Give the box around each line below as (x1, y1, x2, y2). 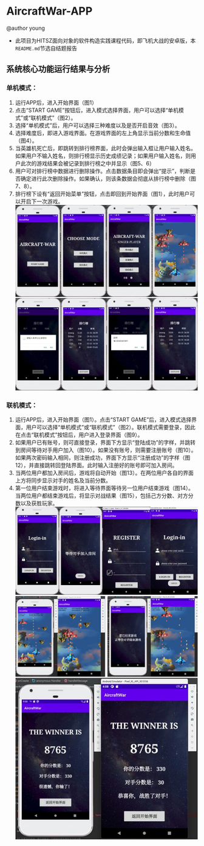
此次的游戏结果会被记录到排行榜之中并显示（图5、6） (20, 159, 155, 167)
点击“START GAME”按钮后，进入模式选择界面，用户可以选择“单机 (15, 106, 179, 114)
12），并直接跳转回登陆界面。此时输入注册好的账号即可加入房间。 (15, 462, 178, 469)
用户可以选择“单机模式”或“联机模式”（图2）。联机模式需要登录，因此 (25, 424, 195, 431)
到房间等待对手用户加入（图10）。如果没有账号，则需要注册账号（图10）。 (15, 446, 197, 454)
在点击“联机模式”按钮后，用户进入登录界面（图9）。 (15, 431, 143, 439)
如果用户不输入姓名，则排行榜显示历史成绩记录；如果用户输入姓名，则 (15, 152, 191, 159)
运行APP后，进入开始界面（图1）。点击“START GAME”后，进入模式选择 (15, 416, 192, 423)
